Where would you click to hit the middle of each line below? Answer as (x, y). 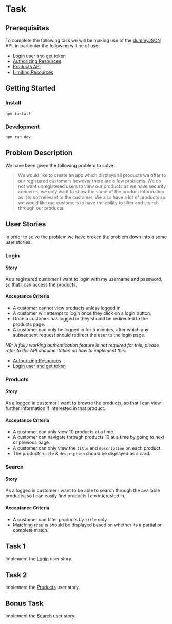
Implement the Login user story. (39, 559)
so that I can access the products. (41, 284)
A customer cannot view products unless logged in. (67, 308)
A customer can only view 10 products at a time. (63, 432)
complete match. (31, 530)
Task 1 (15, 546)
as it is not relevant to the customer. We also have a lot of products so (92, 197)
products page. (29, 324)
